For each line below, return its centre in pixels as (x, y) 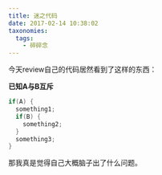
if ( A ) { (21, 102)
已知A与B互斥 (31, 87)
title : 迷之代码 (33, 16)
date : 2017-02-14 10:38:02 (53, 23)
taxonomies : (28, 31)
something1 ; (36, 109)
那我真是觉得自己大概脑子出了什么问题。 (75, 163)
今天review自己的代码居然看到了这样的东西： (83, 70)
